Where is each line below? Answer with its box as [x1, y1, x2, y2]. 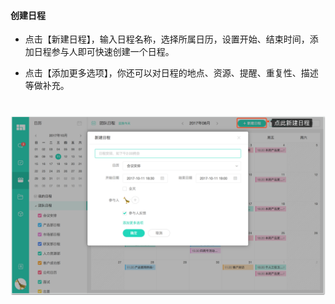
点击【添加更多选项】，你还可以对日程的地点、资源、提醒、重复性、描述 [24, 67, 319, 79]
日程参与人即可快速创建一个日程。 [33, 46, 175, 58]
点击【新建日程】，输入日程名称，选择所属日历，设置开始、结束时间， [24, 33, 310, 45]
